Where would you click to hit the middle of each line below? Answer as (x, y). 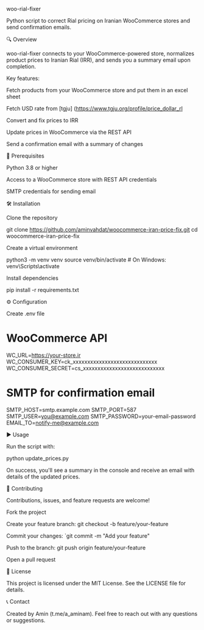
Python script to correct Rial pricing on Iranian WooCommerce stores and (98, 20)
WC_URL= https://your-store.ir (44, 355)
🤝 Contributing (25, 488)
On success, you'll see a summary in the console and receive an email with (100, 470)
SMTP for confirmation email (81, 393)
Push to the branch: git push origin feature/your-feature (76, 548)
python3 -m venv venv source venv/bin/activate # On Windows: (86, 260)
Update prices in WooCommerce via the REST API (69, 132)
